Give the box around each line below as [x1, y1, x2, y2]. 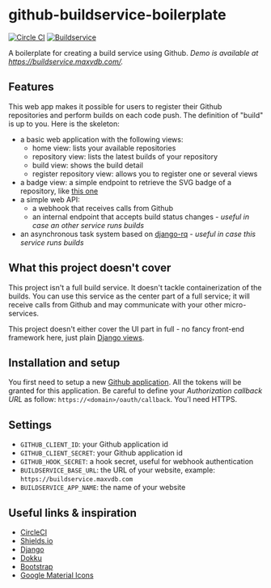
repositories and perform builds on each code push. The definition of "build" [8, 110, 264, 120]
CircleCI [19, 527, 47, 537]
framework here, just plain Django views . [8, 332, 145, 342]
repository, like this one [19, 186, 99, 196]
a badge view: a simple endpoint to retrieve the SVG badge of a [19, 177, 232, 187]
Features [8, 80, 54, 94]
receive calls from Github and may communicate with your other [8, 299, 222, 309]
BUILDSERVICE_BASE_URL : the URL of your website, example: [19, 465, 216, 475]
